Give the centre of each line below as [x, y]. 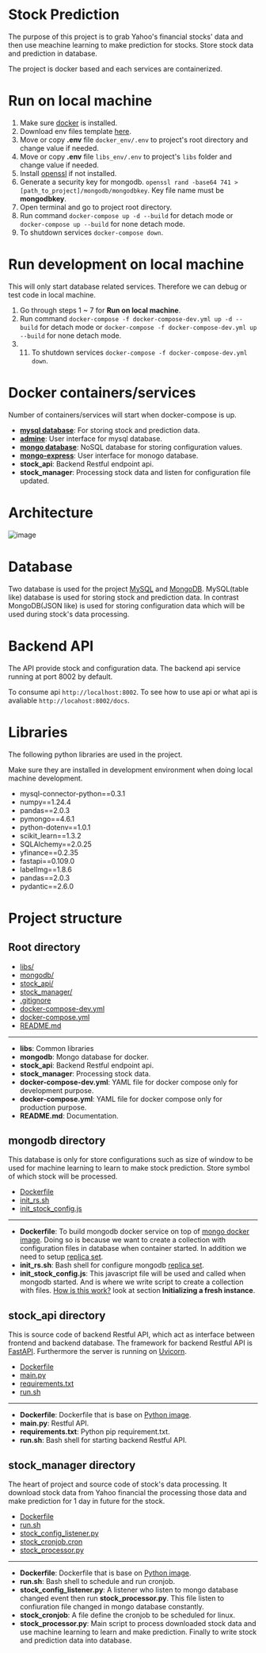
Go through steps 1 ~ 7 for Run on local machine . [100, 310]
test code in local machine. [52, 294]
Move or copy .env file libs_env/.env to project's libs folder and [125, 156]
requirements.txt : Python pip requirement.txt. [95, 1432]
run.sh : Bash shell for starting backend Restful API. [103, 1440]
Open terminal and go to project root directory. [96, 207]
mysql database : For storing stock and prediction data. [110, 430]
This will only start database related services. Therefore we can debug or [128, 286]
